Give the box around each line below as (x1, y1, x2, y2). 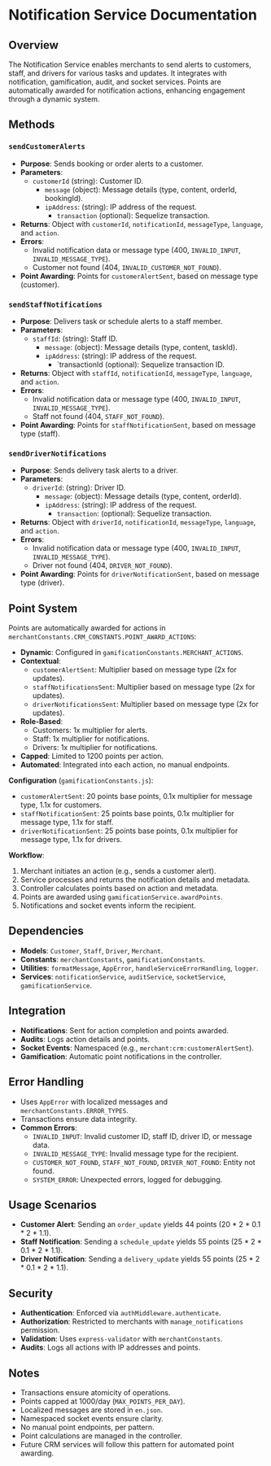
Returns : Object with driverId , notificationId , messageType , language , (20, 517, 256, 527)
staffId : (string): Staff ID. (32, 334, 118, 343)
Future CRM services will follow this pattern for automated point (20, 1439, 234, 1449)
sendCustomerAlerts (8, 142, 85, 151)
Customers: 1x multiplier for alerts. (32, 726, 148, 735)
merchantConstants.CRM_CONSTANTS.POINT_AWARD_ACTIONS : (8, 632, 197, 642)
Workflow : (8, 850, 45, 860)
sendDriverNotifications (8, 449, 107, 458)
